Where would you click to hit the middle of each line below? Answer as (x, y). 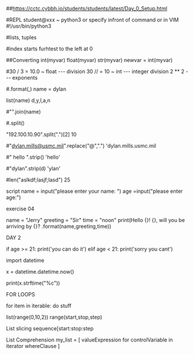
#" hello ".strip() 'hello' (33, 157)
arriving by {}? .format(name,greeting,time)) (59, 226)
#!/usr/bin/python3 (29, 26)
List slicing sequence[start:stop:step (50, 328)
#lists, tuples (21, 37)
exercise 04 (20, 209)
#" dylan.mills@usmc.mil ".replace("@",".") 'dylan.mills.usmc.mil (81, 146)
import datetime (25, 260)
